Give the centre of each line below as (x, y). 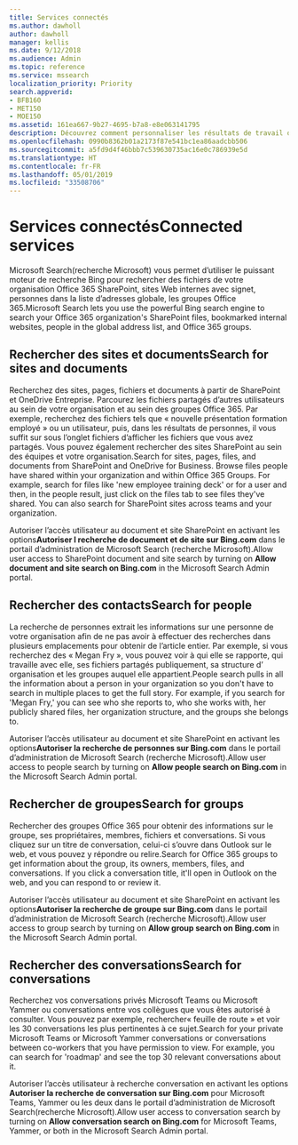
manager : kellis (39, 42)
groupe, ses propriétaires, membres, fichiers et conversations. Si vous (137, 835)
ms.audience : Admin (45, 59)
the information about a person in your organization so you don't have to (141, 683)
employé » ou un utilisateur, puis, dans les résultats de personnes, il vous (143, 428)
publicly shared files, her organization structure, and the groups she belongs (149, 711)
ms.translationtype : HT (53, 158)
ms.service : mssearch (49, 76)
